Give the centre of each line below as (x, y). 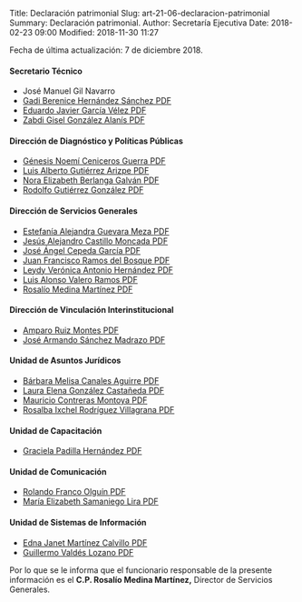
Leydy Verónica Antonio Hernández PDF (98, 270)
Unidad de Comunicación (58, 471)
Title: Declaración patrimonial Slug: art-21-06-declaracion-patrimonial (140, 13)
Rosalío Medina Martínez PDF (78, 289)
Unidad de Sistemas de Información (78, 523)
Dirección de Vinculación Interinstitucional (92, 310)
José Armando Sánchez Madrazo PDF (94, 339)
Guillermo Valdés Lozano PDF (78, 552)
